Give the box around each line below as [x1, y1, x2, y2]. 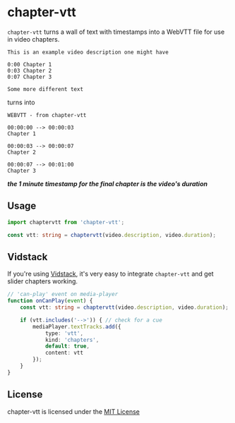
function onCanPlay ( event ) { [7, 298, 93, 305]
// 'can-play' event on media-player [7, 290, 119, 298]
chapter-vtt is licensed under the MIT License [7, 407, 140, 416]
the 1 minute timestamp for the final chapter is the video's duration [7, 179, 208, 188]
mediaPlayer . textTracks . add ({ [32, 323, 121, 330]
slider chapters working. [7, 277, 78, 286]
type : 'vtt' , [44, 329, 83, 337]
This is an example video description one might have [7, 49, 169, 56]
